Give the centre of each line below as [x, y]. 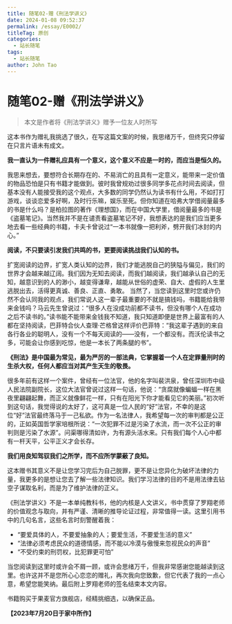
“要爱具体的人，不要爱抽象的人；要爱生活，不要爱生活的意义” [105, 534]
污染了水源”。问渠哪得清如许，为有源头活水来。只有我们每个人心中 [120, 432]
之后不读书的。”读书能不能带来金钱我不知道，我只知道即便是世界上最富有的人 [116, 316]
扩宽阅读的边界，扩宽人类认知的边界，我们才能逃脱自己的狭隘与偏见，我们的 [116, 264]
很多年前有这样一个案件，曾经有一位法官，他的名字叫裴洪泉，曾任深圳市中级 [116, 380]
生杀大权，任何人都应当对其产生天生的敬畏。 [71, 366]
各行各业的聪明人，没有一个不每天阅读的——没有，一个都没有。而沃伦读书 [113, 333]
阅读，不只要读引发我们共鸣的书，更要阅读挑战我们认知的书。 [95, 250]
